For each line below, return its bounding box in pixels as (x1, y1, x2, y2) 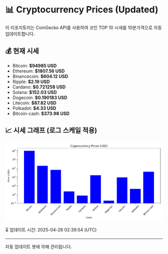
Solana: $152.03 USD (12, 89, 57, 95)
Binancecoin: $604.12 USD (12, 73, 68, 79)
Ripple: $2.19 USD (12, 78, 50, 84)
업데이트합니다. (5, 30, 35, 36)
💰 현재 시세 (5, 47, 39, 55)
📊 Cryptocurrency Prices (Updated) (5, 4, 158, 15)
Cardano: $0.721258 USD (12, 83, 66, 90)
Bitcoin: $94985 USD (12, 62, 57, 68)
